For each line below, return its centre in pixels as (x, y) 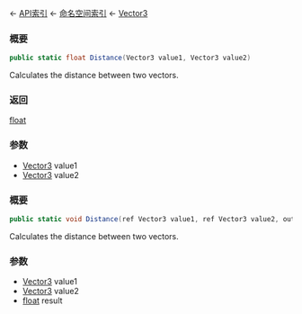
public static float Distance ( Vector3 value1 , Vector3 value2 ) (130, 58)
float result (42, 301)
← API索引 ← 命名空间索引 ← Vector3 (79, 13)
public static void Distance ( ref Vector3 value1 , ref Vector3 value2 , (144, 220)
